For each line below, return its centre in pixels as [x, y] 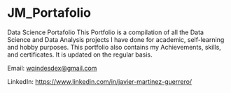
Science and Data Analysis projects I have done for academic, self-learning [116, 39]
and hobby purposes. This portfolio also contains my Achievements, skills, [114, 47]
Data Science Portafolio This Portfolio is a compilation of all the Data [106, 32]
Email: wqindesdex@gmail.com [52, 68]
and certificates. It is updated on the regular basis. [80, 55]
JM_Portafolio [49, 13]
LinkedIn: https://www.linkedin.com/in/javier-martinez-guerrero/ [100, 81]
